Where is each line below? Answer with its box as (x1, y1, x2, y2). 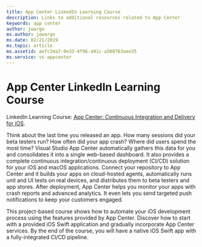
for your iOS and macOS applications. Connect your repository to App (6, 163, 181, 171)
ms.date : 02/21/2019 (6, 37, 59, 43)
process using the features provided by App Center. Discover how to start (6, 214, 191, 222)
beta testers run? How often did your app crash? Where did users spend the (6, 138, 197, 145)
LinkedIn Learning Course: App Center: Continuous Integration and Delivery (6, 113, 195, 120)
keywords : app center (6, 20, 61, 26)
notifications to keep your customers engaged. (6, 195, 123, 203)
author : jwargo (6, 25, 45, 32)
